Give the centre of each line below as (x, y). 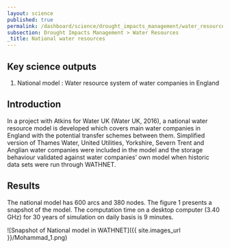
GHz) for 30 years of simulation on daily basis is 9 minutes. (90, 217)
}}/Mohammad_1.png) (37, 237)
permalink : (23, 26)
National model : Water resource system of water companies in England (118, 83)
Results (24, 186)
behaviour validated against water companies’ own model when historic (108, 157)
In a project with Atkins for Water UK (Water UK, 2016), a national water (107, 121)
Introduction (34, 104)
